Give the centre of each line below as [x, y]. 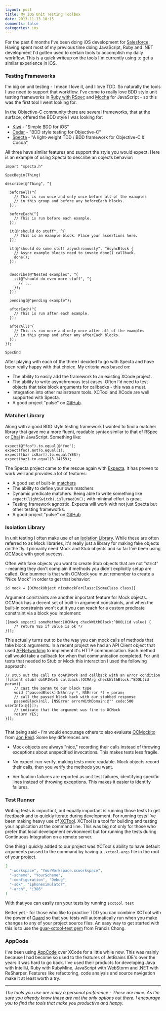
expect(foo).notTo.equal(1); [35, 450]
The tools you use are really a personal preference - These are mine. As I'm [82, 992]
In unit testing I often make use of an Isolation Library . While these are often [82, 538]
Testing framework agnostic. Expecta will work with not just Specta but [84, 504]
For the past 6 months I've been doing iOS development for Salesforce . [77, 42]
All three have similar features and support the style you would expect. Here [83, 152]
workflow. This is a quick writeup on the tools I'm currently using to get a [79, 58]
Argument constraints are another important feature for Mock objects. [76, 597]
